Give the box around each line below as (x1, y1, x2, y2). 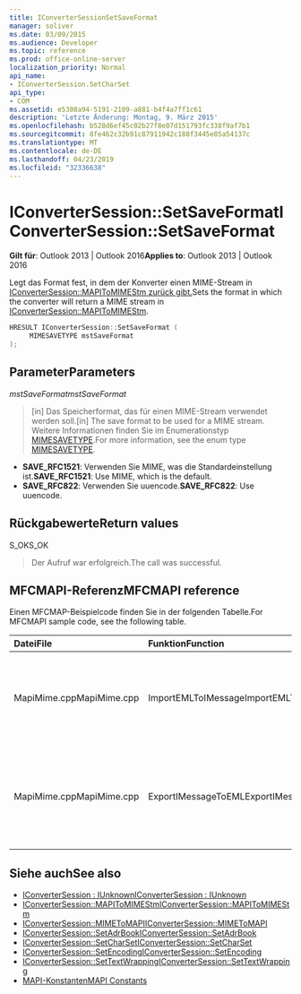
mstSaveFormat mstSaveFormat (9, 388, 127, 399)
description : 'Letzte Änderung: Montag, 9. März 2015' (9, 113, 219, 122)
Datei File (13, 637, 53, 650)
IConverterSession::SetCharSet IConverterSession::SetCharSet (21, 938, 253, 948)
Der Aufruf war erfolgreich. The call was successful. (30, 557, 222, 567)
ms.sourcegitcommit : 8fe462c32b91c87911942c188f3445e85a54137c (9, 130, 251, 139)
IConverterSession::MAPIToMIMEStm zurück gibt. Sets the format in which (9, 287, 282, 298)
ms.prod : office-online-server (9, 55, 126, 64)
